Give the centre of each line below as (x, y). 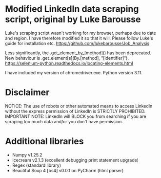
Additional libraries (44, 142)
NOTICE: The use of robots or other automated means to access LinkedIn (79, 106)
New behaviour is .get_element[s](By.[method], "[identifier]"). (67, 58)
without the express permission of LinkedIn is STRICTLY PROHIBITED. (75, 111)
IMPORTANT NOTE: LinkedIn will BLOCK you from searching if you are (76, 116)
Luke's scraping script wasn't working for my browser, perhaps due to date (80, 33)
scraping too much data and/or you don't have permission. (64, 121)
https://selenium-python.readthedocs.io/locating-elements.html (69, 63)
